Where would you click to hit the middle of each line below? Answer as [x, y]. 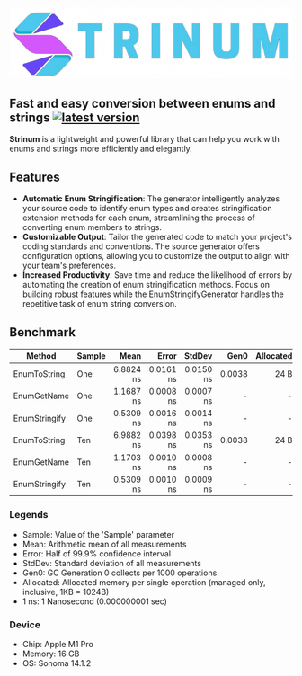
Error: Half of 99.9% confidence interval [97, 553]
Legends [29, 515]
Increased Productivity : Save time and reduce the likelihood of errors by [157, 275]
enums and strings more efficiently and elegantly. [101, 149]
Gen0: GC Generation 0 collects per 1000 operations [120, 573]
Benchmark [43, 332]
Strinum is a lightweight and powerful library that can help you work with [145, 139]
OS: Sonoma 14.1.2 [57, 663]
